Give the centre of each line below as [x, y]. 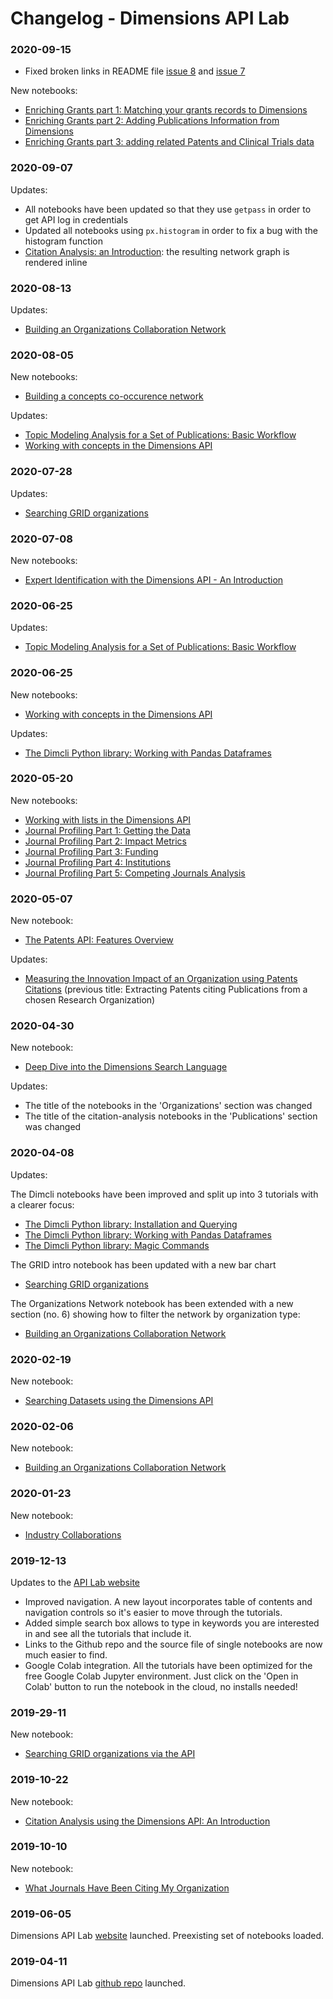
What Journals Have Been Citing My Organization [127, 1888]
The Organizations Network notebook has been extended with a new [152, 1303]
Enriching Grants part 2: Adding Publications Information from [152, 121]
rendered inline [56, 262]
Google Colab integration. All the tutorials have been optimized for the [168, 1665]
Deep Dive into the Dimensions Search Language [126, 1067]
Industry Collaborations [73, 1534]
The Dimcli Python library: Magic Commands [117, 1245]
